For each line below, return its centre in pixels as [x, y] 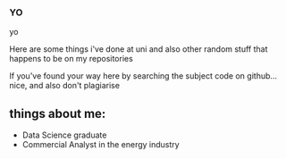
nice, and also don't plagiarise [65, 86]
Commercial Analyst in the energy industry [101, 145]
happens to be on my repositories [71, 59]
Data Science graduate [64, 135]
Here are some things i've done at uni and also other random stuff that [139, 49]
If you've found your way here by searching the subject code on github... [143, 76]
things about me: [58, 113]
